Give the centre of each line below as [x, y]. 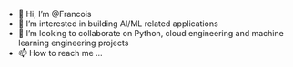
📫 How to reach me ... [60, 53]
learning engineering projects [73, 43]
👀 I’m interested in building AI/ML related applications [118, 24]
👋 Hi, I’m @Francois [55, 14]
